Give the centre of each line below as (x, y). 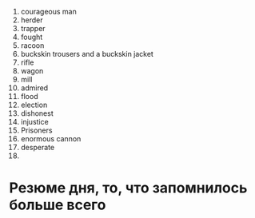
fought (32, 37)
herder (32, 20)
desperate (38, 147)
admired (34, 88)
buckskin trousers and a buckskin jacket (87, 54)
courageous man (48, 12)
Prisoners (36, 130)
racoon (32, 46)
